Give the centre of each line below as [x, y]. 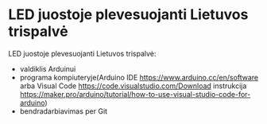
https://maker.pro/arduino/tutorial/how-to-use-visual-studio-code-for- [135, 94]
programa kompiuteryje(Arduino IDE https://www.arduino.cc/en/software [139, 77]
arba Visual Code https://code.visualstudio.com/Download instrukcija [133, 86]
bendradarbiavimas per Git [64, 111]
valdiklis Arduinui [48, 68]
